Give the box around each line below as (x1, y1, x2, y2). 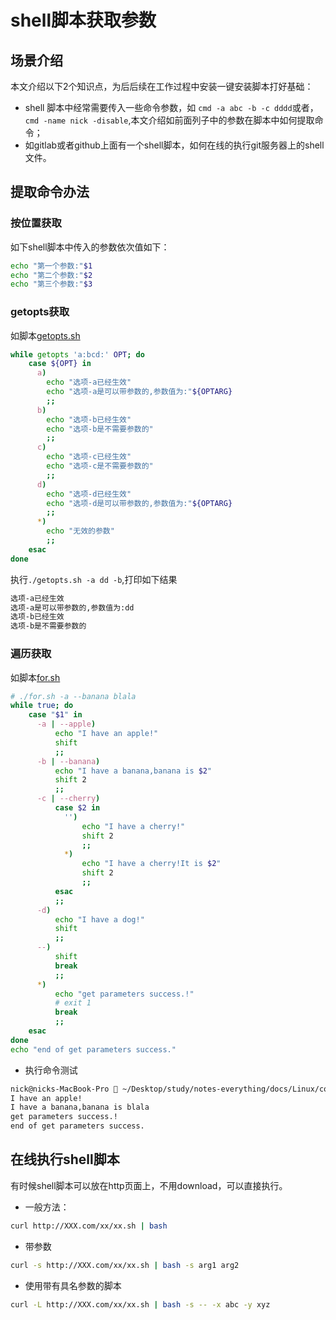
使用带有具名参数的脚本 (24, 1279, 122, 1291)
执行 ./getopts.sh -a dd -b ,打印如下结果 (10, 573, 178, 585)
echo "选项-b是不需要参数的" (46, 424, 154, 434)
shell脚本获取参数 (10, 9, 157, 32)
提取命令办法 (10, 184, 90, 201)
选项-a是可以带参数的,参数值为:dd (10, 602, 135, 613)
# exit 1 (54, 998, 92, 1008)
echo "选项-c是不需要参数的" (46, 461, 154, 471)
